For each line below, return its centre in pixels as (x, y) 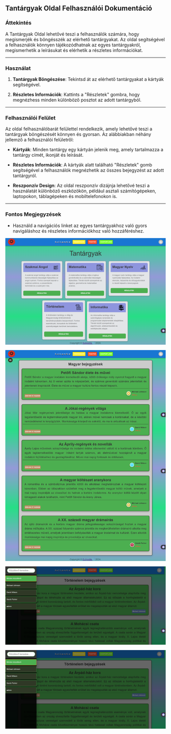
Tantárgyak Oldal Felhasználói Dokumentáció (79, 8)
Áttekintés (19, 23)
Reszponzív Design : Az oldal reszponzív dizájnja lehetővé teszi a (81, 186)
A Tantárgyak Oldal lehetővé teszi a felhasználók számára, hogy (72, 34)
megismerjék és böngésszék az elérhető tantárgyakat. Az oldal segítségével (85, 39)
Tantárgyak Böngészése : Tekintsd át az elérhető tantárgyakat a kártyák (88, 79)
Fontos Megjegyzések (33, 214)
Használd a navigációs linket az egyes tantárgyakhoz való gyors (80, 225)
